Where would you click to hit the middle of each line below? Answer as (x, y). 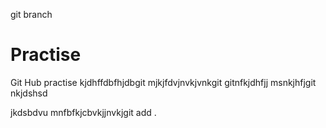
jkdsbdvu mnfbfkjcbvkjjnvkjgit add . (83, 112)
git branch (31, 14)
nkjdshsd (29, 93)
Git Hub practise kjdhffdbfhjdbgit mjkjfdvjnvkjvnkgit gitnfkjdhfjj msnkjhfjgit (163, 82)
